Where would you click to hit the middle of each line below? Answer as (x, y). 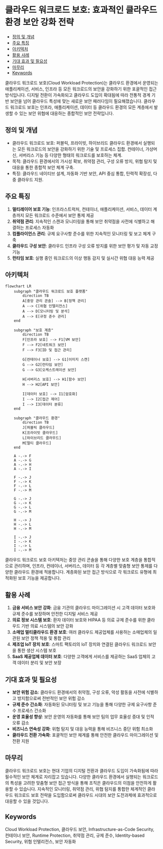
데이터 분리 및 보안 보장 (39, 663)
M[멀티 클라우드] (37, 443)
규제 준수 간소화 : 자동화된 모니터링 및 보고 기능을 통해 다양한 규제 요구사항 (82, 704)
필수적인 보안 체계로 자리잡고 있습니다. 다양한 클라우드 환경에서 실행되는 (73, 777)
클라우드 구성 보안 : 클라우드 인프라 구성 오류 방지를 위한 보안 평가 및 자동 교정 (85, 246)
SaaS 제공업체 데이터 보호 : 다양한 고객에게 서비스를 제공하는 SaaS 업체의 (81, 657)
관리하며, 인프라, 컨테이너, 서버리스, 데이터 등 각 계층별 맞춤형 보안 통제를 (83, 566)
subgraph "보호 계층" (34, 330)
